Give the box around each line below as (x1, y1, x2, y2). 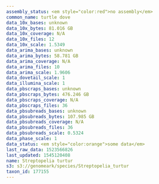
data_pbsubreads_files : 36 (6, 125, 73, 131)
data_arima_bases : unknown (6, 47, 73, 53)
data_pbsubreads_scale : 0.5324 (6, 130, 84, 137)
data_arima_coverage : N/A (6, 58, 70, 64)
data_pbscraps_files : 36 (6, 102, 68, 109)
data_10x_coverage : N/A (6, 31, 66, 37)
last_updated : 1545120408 (6, 152, 70, 158)
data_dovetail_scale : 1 (6, 75, 66, 81)
